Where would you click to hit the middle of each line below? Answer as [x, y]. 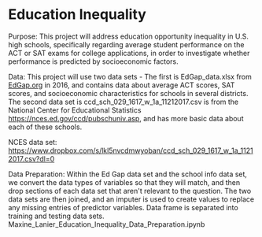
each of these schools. [45, 127]
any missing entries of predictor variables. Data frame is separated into [123, 207]
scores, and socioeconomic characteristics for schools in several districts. [128, 93]
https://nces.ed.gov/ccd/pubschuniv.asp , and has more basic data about [126, 118]
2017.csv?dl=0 [31, 158]
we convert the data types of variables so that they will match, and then [124, 182]
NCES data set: [33, 142]
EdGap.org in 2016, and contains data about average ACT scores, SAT [122, 85]
